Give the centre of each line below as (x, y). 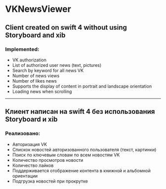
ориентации (25, 176)
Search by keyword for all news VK (48, 70)
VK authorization (29, 60)
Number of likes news (35, 81)
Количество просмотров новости (48, 160)
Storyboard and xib (35, 35)
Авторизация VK (30, 144)
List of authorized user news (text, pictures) (57, 65)
